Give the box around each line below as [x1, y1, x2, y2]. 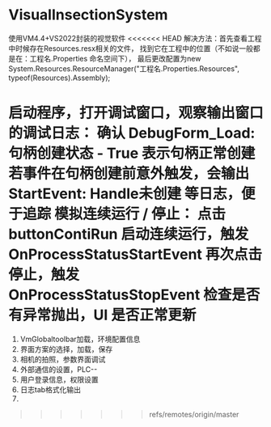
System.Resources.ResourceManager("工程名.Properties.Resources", [8, 63, 240, 74]
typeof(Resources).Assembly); [8, 73, 111, 82]
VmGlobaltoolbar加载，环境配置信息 [19, 334, 141, 344]
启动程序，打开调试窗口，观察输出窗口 [8, 104, 265, 122]
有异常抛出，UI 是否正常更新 [8, 306, 197, 324]
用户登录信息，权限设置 [19, 374, 99, 384]
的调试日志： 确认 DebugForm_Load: [8, 124, 256, 142]
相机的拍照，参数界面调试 [19, 354, 106, 364]
